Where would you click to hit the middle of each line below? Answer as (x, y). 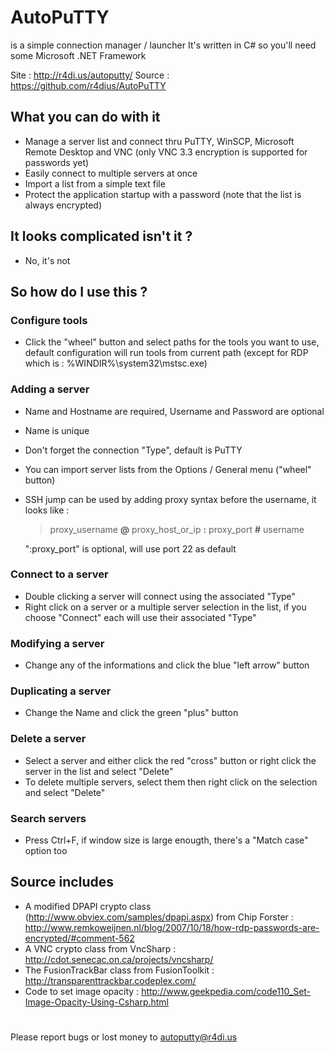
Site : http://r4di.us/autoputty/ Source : (90, 75)
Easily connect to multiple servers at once (111, 173)
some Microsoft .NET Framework (78, 55)
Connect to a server (59, 574)
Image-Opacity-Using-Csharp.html (96, 1002)
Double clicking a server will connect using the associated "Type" (160, 596)
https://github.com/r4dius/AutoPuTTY (88, 85)
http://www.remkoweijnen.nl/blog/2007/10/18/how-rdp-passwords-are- (172, 927)
